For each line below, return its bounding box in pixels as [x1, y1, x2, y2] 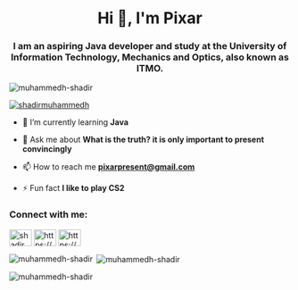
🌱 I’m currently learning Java [21, 117, 129, 128]
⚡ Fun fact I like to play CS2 [21, 183, 125, 194]
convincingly [21, 144, 72, 154]
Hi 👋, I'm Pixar [97, 8, 203, 29]
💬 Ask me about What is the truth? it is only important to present [21, 134, 265, 145]
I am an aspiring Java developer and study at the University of [12, 40, 287, 53]
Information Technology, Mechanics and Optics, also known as [10, 51, 290, 63]
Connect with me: [9, 209, 88, 221]
